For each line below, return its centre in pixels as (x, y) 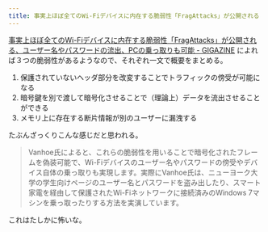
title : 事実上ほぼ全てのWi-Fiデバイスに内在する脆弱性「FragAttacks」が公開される (134, 16)
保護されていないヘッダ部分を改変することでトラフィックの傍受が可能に (140, 77)
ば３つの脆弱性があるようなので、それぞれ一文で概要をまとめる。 (118, 60)
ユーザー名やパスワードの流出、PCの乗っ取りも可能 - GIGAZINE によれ (140, 50)
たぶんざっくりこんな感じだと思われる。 (75, 135)
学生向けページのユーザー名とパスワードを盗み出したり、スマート (152, 182)
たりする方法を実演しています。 (130, 202)
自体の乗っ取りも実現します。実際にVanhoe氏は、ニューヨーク (147, 172)
